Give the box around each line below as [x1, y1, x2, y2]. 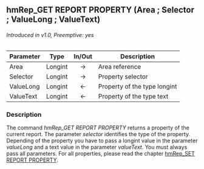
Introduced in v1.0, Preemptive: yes [6, 31, 94, 38]
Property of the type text [98, 92, 169, 100]
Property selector [98, 72, 148, 81]
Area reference [98, 62, 141, 71]
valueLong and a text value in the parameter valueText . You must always [6, 143, 188, 151]
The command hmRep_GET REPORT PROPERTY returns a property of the [6, 124, 189, 131]
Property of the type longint [98, 82, 177, 91]
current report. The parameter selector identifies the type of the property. [6, 130, 190, 137]
